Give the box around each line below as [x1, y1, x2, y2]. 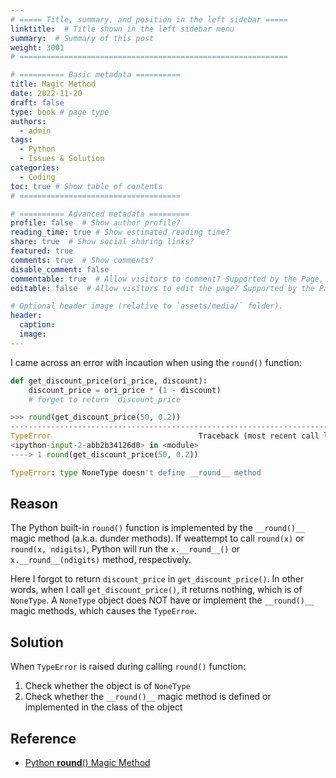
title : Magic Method [10, 79, 97, 90]
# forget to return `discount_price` [28, 394, 186, 405]
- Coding [19, 172, 56, 182]
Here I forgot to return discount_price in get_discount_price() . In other [10, 573, 305, 585]
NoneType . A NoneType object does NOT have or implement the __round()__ [10, 594, 315, 606]
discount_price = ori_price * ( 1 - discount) [28, 385, 222, 395]
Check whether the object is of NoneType [24, 680, 191, 692]
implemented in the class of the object [24, 701, 183, 713]
